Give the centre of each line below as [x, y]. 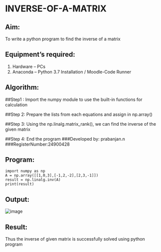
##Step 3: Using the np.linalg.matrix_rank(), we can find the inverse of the [80, 124]
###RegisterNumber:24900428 [38, 144]
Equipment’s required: [40, 54]
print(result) [20, 184]
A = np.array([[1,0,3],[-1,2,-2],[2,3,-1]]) [52, 175]
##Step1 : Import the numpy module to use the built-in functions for [74, 99]
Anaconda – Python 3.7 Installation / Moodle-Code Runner [72, 72]
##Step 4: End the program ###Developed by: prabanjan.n [65, 139]
